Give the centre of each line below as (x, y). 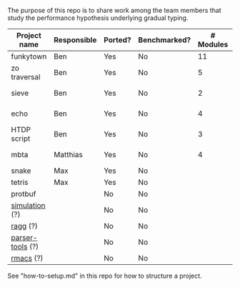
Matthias (68, 155)
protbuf (24, 194)
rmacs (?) (27, 258)
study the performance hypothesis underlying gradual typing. (98, 18)
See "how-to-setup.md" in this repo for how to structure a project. (105, 276)
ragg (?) (24, 226)
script (21, 139)
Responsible (75, 40)
